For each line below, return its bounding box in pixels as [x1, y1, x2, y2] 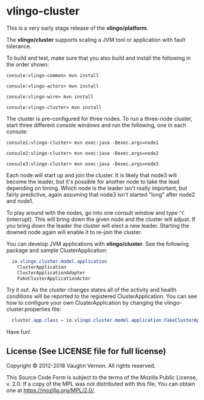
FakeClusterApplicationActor [17, 275, 91, 282]
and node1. [6, 197, 34, 205]
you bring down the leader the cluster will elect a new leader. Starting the [6, 222, 189, 229]
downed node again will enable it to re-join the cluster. [6, 228, 143, 236]
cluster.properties [6, 305, 50, 313]
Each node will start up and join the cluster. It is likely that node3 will [6, 171, 177, 178]
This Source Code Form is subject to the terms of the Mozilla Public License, [6, 374, 198, 381]
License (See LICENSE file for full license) [6, 346, 166, 356]
